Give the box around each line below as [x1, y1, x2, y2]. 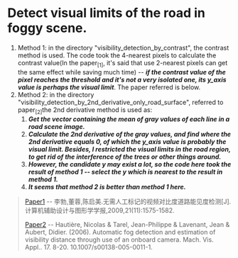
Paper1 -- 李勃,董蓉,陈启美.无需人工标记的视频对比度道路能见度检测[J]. [24, 197, 232, 206]
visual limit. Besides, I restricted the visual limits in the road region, [28, 145, 231, 153]
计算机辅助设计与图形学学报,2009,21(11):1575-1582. [24, 206, 175, 214]
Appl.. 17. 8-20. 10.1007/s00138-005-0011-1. [24, 242, 153, 251]
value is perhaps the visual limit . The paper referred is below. [17, 83, 201, 91]
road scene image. [28, 122, 85, 130]
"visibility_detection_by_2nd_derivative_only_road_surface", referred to [17, 98, 224, 106]
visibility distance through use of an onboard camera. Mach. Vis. [24, 235, 215, 244]
